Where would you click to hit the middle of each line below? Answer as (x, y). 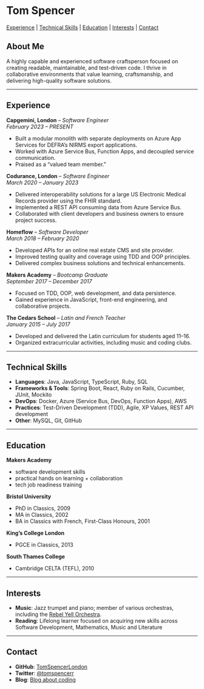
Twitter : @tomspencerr (44, 673)
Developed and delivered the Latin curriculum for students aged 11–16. (103, 336)
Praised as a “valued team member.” (60, 164)
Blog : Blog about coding (45, 679)
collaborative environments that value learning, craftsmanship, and (90, 74)
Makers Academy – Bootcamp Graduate (57, 275)
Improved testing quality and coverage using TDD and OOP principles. (103, 257)
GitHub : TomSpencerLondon (51, 666)
